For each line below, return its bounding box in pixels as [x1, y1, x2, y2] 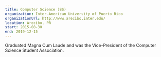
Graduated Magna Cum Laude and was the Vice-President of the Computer [5, 43, 157, 48]
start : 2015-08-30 [5, 25, 42, 30]
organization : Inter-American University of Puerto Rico [5, 11, 123, 16]
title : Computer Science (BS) [5, 7, 67, 12]
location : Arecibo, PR [5, 20, 51, 25]
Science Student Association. [5, 47, 64, 53]
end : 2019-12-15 [5, 29, 38, 34]
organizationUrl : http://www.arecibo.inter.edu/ [5, 16, 106, 21]
